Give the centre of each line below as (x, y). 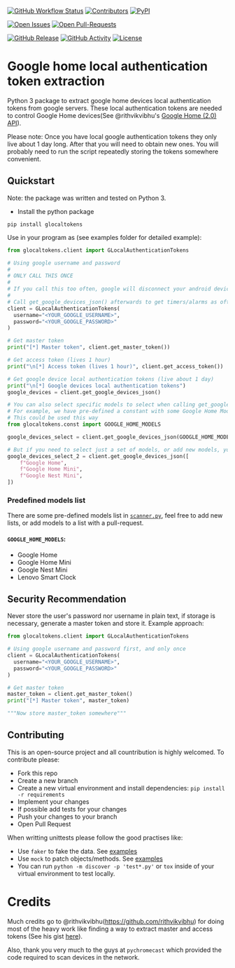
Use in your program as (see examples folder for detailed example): (105, 237)
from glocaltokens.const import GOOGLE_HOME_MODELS (84, 424)
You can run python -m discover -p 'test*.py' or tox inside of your (116, 866)
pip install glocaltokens (45, 224)
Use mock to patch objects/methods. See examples (90, 859)
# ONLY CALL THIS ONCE (40, 276)
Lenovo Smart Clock (47, 577)
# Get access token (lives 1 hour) (59, 360)
